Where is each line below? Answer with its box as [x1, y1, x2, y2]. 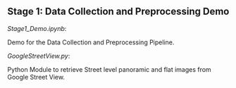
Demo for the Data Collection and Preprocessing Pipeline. [7, 38, 175, 46]
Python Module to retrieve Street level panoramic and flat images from [7, 65, 211, 73]
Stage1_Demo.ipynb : [7, 24, 67, 32]
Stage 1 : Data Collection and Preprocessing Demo [7, 6, 230, 18]
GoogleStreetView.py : [7, 51, 70, 60]
